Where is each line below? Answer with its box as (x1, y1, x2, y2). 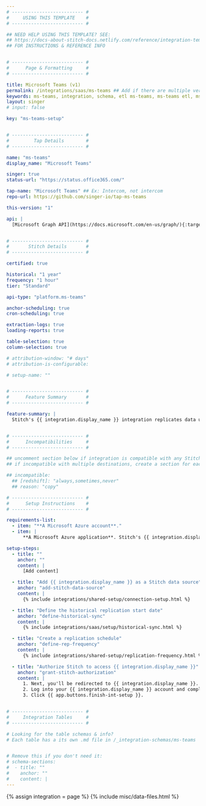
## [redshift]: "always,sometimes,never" (12, 478, 120, 484)
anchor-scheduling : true (6, 305, 70, 311)
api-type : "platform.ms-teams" (6, 294, 86, 300)
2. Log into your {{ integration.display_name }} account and (22, 686, 185, 693)
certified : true (6, 260, 48, 267)
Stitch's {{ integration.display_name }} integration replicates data (12, 416, 196, 423)
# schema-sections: (6, 759, 56, 765)
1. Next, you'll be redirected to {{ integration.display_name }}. (22, 681, 199, 687)
